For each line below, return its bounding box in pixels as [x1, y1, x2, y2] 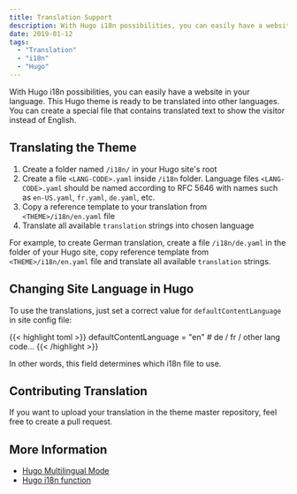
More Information [9, 442, 108, 457]
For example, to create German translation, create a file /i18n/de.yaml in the [9, 237, 286, 247]
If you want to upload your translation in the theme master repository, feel [9, 407, 278, 418]
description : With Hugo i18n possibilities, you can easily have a [9, 21, 263, 30]
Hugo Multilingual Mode [21, 466, 110, 476]
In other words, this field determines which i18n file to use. [9, 358, 222, 369]
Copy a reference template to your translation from [21, 201, 208, 212]
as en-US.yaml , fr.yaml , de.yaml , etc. [21, 192, 156, 202]
